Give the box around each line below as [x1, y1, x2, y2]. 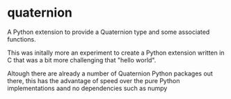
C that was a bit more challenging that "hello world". [7, 55, 157, 64]
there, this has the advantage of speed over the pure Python [7, 76, 180, 84]
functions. [7, 35, 36, 43]
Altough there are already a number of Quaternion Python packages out [7, 69, 214, 78]
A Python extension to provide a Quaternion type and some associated [7, 28, 210, 36]
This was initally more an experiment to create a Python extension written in [7, 48, 225, 57]
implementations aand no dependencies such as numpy [7, 84, 168, 92]
